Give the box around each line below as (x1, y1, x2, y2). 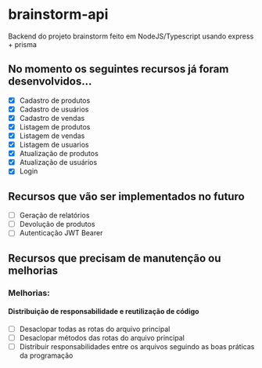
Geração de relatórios (19, 210, 90, 220)
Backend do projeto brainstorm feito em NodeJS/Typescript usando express (8, 31, 254, 41)
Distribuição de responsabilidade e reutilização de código (8, 307, 199, 316)
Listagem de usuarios (19, 140, 89, 150)
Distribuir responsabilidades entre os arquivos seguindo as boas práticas (19, 341, 255, 351)
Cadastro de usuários (19, 104, 89, 114)
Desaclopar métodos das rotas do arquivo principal (19, 333, 185, 342)
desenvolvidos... (8, 75, 92, 88)
